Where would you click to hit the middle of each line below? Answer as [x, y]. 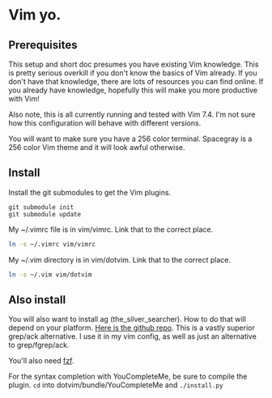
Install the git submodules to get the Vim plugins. [90, 192]
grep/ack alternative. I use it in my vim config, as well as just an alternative [132, 336]
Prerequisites [43, 45]
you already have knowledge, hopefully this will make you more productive [133, 90]
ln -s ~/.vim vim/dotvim [50, 274]
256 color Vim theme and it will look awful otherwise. [97, 147]
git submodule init [41, 207]
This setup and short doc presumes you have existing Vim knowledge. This [134, 64]
